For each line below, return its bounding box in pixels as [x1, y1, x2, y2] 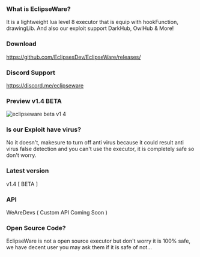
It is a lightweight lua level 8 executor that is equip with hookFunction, [6, 19, 178, 26]
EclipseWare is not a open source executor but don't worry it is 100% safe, [6, 237, 191, 244]
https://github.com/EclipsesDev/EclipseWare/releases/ [6, 53, 141, 61]
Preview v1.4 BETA [6, 96, 62, 105]
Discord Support [6, 68, 56, 77]
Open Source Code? [6, 224, 66, 232]
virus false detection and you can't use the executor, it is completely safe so [6, 146, 195, 153]
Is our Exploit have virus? [6, 125, 81, 134]
